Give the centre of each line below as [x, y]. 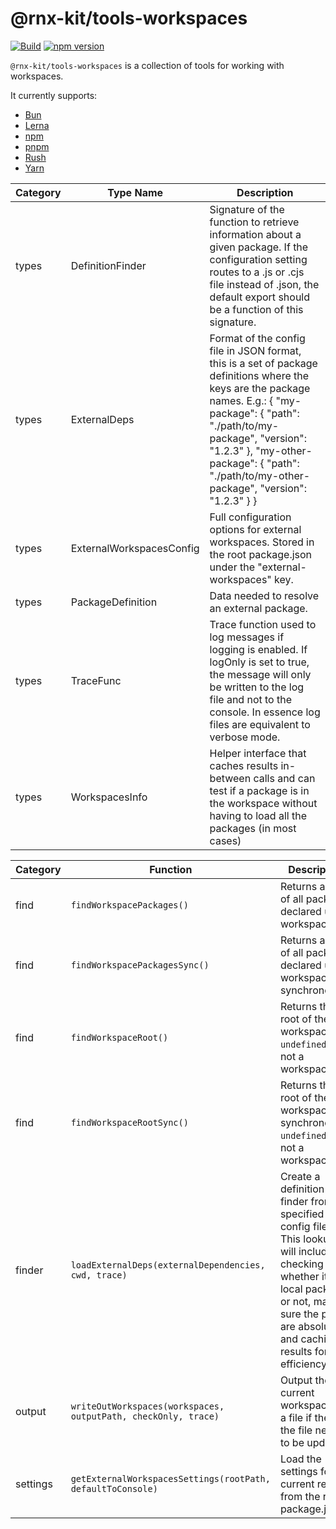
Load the [300, 1459]
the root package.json [261, 554]
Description [265, 192]
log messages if [247, 637]
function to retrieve [254, 222]
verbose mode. [245, 737]
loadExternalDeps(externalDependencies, [168, 1265]
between [230, 778]
